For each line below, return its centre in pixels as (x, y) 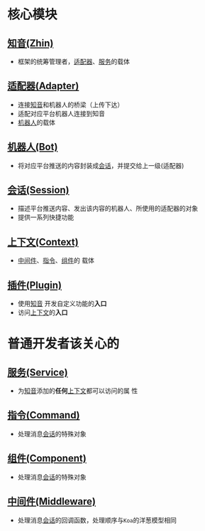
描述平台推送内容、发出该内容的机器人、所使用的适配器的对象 (108, 209)
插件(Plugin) (35, 285)
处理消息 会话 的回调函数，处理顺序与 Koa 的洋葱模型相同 (97, 520)
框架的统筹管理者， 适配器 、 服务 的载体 (73, 62)
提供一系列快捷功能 (46, 217)
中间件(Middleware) (52, 501)
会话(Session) (38, 190)
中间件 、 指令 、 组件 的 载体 (56, 261)
